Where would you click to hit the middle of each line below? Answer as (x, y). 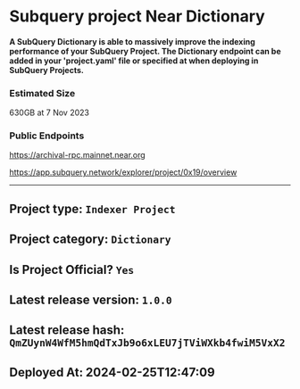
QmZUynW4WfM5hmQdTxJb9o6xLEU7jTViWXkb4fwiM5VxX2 (147, 343)
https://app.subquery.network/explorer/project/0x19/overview (123, 172)
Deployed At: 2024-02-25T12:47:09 (112, 372)
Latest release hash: (67, 331)
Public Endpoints (47, 136)
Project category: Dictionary (90, 240)
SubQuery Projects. (47, 70)
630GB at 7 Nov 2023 (49, 112)
